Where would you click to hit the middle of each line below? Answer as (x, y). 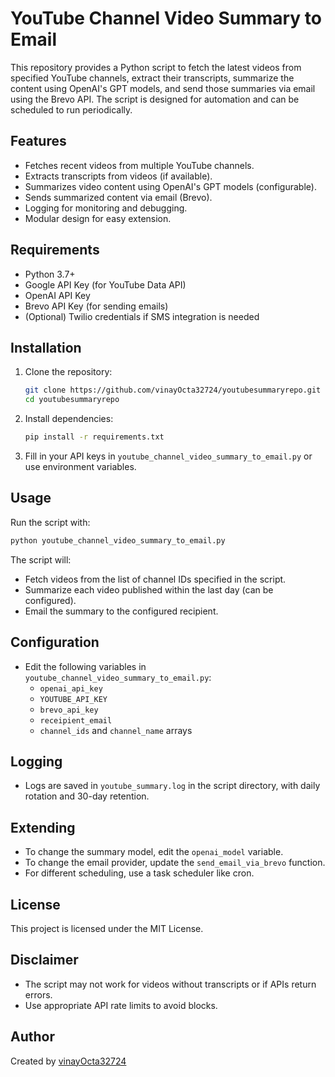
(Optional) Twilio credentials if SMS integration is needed (142, 316)
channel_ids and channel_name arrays (116, 730)
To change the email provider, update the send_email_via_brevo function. (175, 863)
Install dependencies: (69, 419)
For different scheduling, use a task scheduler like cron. (139, 873)
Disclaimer (44, 960)
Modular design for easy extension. (98, 218)
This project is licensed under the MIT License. (107, 928)
